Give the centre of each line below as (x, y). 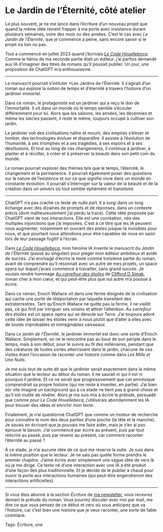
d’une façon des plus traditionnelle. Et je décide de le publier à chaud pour (79, 470)
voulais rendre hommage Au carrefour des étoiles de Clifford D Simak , (75, 274)
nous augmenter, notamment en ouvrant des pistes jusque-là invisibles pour (81, 228)
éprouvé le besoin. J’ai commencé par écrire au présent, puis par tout (75, 430)
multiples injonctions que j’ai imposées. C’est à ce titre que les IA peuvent (78, 223)
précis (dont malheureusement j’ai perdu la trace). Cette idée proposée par (80, 213)
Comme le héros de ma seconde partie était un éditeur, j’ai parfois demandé (81, 59)
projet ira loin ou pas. (26, 44)
